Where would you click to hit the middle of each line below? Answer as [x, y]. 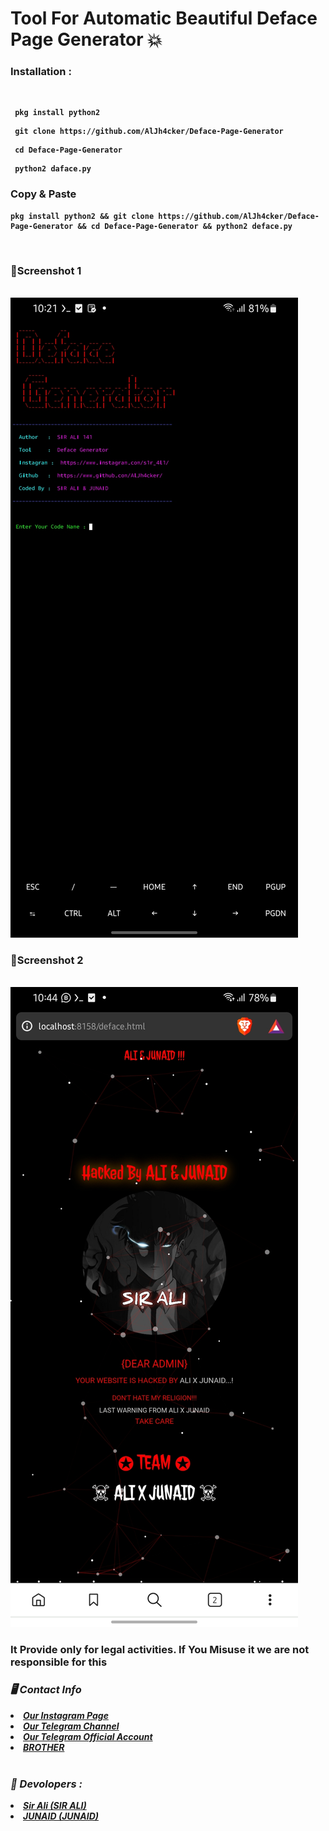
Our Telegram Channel [71, 1726]
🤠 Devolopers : [46, 1784]
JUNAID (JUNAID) [61, 1816]
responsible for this [59, 1662]
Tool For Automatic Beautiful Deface [164, 18]
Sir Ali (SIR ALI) [55, 1805]
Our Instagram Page [66, 1715]
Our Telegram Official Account [88, 1736]
